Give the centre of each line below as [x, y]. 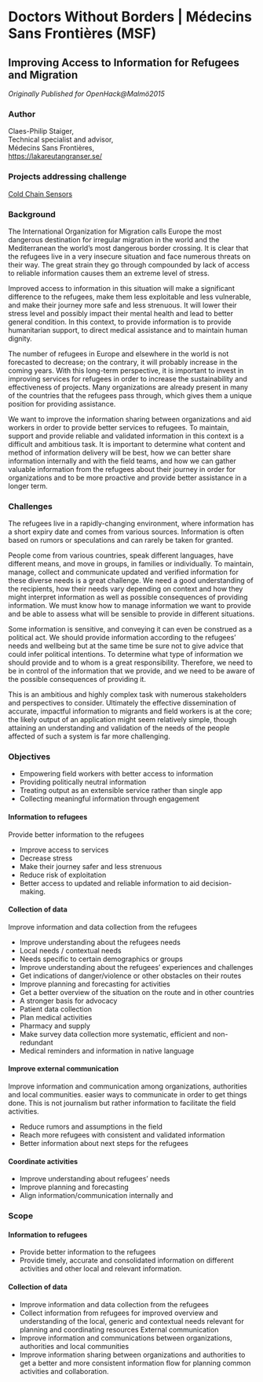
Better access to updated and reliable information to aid [110, 883]
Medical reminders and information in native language [107, 1051]
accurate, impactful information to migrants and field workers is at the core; [130, 711]
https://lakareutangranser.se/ [55, 157]
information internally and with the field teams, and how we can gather [122, 461]
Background [32, 214]
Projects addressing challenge [68, 177]
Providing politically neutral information [83, 782]
